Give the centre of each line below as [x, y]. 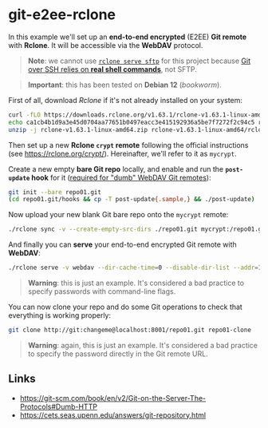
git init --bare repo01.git [55, 192]
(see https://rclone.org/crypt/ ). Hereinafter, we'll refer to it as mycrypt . [122, 153]
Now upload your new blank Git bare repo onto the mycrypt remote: [118, 215]
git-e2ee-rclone [62, 15]
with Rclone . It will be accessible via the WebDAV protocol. [106, 45]
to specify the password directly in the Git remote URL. [118, 354]
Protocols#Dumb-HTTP [59, 406]
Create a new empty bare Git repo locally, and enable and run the [116, 168]
